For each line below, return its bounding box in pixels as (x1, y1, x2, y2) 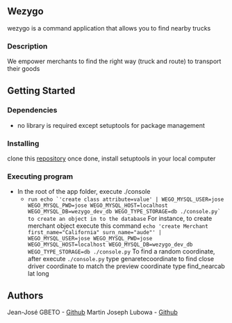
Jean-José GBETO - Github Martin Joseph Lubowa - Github (7, 308, 179, 317)
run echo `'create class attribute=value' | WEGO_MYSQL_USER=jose (27, 196, 224, 204)
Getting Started (7, 85, 76, 97)
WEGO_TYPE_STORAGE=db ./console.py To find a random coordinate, (27, 247, 215, 256)
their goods (7, 65, 40, 73)
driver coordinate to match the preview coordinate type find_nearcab (27, 262, 226, 270)
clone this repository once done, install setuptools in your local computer (7, 154, 216, 163)
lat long (27, 270, 50, 278)
